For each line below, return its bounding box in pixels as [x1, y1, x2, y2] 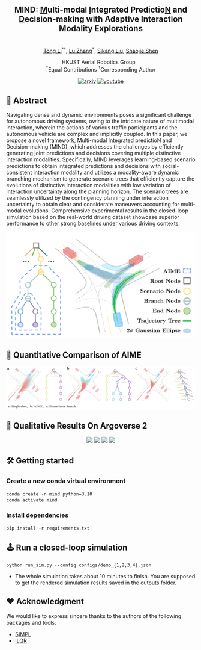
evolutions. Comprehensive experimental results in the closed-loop [23, 207, 189, 214]
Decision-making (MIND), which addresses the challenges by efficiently [6, 143, 184, 150]
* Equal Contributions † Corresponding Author [46, 65, 156, 73]
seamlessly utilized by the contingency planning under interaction [6, 194, 169, 201]
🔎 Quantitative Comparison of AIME [6, 350, 142, 360]
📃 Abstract [6, 95, 47, 105]
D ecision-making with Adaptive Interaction [19, 14, 183, 25]
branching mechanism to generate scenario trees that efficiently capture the [6, 175, 195, 182]
